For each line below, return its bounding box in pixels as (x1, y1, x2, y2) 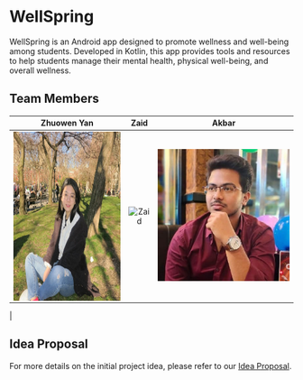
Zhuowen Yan (40, 117, 94, 128)
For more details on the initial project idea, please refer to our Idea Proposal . (9, 360, 292, 371)
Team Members (9, 91, 99, 107)
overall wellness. (9, 65, 72, 76)
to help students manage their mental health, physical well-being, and (9, 55, 269, 66)
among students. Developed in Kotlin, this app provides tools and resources (9, 45, 290, 56)
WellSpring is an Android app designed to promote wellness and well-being (9, 36, 289, 47)
